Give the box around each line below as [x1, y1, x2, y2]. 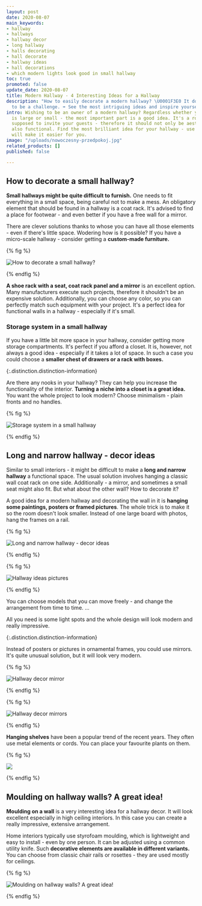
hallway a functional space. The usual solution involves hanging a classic [6, 473, 188, 480]
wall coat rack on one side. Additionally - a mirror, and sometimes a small [6, 479, 188, 486]
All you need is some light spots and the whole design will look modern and [6, 616, 193, 623]
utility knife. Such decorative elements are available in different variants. [6, 845, 190, 852]
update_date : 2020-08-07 [6, 87, 69, 93]
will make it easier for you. [11, 132, 87, 138]
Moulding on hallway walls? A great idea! [6, 792, 164, 802]
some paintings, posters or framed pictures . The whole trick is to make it [6, 503, 190, 511]
